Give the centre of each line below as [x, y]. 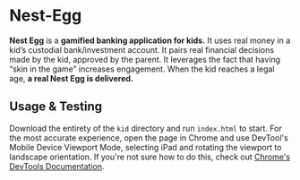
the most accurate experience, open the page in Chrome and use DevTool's [149, 137]
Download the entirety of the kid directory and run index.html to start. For [146, 128]
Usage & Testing [56, 107]
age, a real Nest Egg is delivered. [72, 78]
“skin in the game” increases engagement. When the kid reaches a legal [142, 69]
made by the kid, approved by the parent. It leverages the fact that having [145, 59]
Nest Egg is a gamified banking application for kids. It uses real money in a [150, 40]
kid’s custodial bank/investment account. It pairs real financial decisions [142, 49]
